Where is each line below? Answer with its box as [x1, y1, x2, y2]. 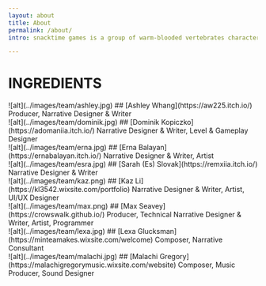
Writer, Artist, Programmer [8, 218, 94, 228]
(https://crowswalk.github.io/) [8, 210, 105, 220]
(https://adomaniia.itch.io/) [8, 126, 95, 135]
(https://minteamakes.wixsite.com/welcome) [8, 235, 154, 245]
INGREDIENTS [8, 74, 102, 92]
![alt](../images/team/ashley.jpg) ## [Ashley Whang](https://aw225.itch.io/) [8, 100, 253, 111]
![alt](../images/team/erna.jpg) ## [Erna [8, 143, 137, 152]
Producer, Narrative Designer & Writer [8, 109, 132, 119]
